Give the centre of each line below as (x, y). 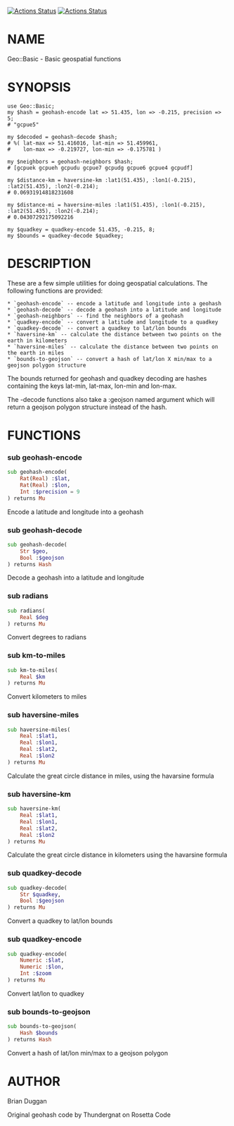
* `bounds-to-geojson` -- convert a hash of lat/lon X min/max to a (110, 359)
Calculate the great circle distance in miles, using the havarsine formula (111, 776)
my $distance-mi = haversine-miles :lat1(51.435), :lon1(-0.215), (106, 204)
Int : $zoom (36, 974)
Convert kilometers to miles (47, 697)
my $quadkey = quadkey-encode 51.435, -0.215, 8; (82, 229)
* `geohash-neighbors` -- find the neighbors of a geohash (96, 316)
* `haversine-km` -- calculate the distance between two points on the (114, 334)
